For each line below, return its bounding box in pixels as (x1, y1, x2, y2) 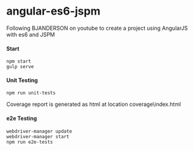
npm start (6, 58, 32, 65)
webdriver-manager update (6, 128, 72, 135)
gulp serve (6, 64, 34, 70)
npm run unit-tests (6, 90, 56, 96)
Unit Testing (6, 76, 38, 83)
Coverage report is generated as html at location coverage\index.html (6, 100, 181, 108)
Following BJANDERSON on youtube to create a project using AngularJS (6, 24, 188, 32)
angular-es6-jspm (6, 4, 101, 18)
